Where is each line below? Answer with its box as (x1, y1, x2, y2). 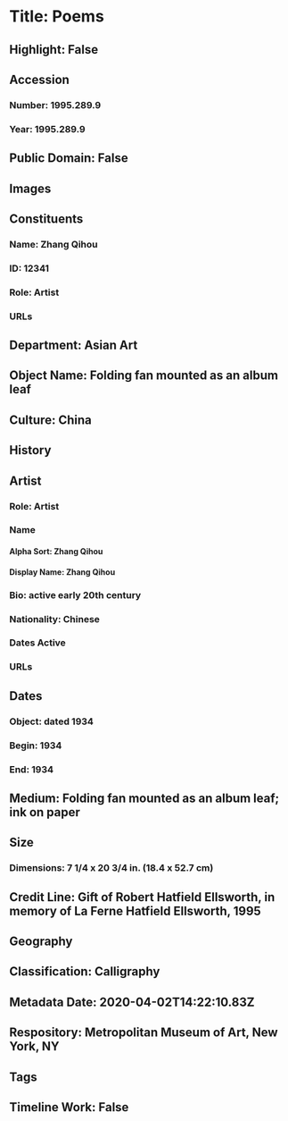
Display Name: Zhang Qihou (9, 566, 116, 577)
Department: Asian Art (9, 338, 138, 353)
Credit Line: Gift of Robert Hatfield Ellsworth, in (9, 889, 276, 905)
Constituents (9, 211, 84, 226)
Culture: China (9, 412, 92, 427)
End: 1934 (9, 763, 54, 775)
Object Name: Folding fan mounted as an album (9, 368, 279, 383)
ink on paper (9, 805, 80, 820)
